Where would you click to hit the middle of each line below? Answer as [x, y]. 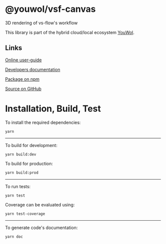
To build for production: [29, 163]
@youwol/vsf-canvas [51, 9]
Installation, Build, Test [53, 109]
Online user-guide [23, 60]
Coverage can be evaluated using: [40, 204]
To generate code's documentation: [41, 227]
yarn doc [14, 237]
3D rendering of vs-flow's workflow [41, 23]
